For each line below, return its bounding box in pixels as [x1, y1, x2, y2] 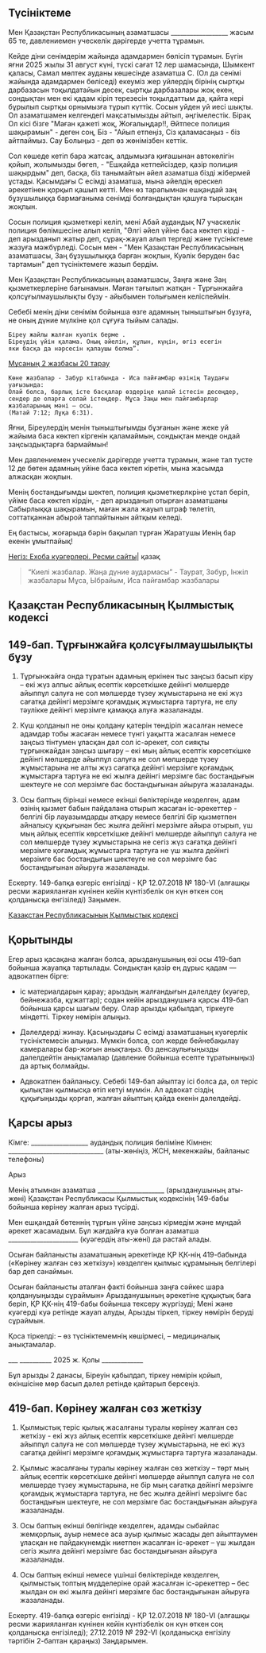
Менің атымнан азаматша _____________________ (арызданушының [8, 1185, 226, 1195]
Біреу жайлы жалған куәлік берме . [8, 330, 126, 338]
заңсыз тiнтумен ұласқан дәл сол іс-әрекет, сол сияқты [19, 738, 210, 747]
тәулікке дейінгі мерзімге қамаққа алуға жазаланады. [19, 705, 204, 715]
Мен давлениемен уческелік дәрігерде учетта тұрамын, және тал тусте [8, 454, 253, 464]
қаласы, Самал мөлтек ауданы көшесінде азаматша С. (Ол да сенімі [8, 68, 241, 78]
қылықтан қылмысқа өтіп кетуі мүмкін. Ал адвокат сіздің [19, 1084, 214, 1095]
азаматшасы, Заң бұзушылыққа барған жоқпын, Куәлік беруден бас [8, 250, 241, 261]
